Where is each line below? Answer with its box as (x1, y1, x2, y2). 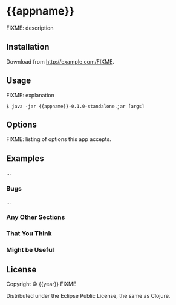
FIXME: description (6, 24, 54, 31)
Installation (6, 42, 50, 52)
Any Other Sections (6, 213, 65, 221)
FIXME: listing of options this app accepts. (6, 136, 111, 143)
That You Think (6, 229, 52, 238)
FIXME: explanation (6, 91, 54, 99)
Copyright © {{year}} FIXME (6, 280, 77, 288)
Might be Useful (6, 246, 54, 254)
